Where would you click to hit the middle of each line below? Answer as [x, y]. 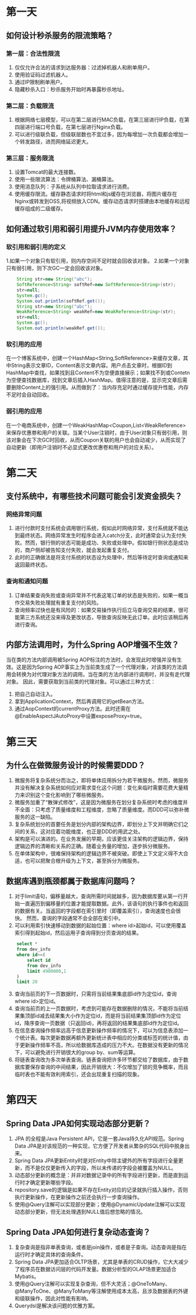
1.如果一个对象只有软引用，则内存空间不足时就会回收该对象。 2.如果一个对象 [98, 261]
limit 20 [27, 982]
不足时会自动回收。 [29, 395]
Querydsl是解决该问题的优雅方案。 [56, 1306]
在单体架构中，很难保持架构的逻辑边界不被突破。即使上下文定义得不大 [99, 853]
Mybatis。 [27, 1276]
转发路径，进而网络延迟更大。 [55, 142]
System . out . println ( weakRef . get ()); [61, 328]
